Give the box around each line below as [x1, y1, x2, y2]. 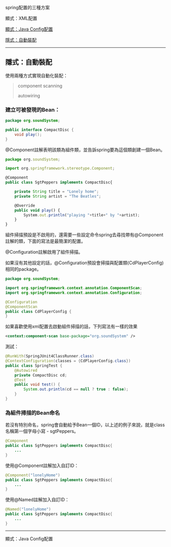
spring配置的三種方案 [5, 5, 50, 10]
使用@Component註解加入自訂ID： [5, 462, 79, 469]
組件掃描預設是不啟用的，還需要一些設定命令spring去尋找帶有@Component [5, 232, 164, 238]
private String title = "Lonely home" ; [14, 189, 99, 195]
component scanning [17, 83, 63, 89]
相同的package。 [5, 266, 42, 272]
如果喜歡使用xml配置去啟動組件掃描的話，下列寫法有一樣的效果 [5, 323, 138, 330]
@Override [14, 203, 36, 208]
